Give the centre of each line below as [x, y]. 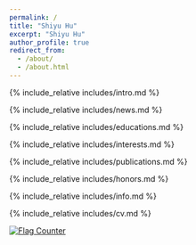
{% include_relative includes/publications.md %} [98, 161]
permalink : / [33, 17]
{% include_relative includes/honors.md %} [89, 178]
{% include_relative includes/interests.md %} [92, 144]
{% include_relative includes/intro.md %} [85, 92]
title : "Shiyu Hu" [43, 26]
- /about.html [43, 68]
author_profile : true [49, 42]
